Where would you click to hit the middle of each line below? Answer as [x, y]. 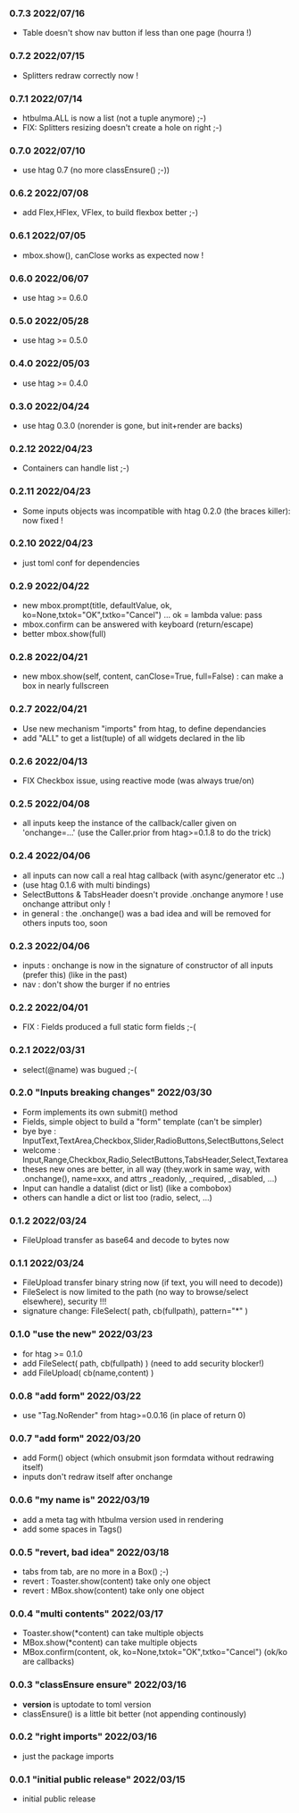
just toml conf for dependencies [81, 563]
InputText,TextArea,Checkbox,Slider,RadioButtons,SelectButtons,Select [153, 1140]
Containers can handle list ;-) [75, 468]
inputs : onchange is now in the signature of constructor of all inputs [148, 965]
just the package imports [68, 1756]
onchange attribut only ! [66, 904]
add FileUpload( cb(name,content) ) [88, 1373]
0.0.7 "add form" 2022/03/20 [75, 1438]
